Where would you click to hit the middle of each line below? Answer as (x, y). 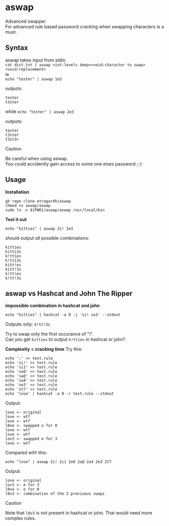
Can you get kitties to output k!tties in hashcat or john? (65, 339)
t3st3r (12, 139)
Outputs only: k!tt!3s (28, 324)
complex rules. (21, 518)
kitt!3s (13, 269)
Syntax (17, 48)
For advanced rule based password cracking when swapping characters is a (84, 26)
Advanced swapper (26, 21)
